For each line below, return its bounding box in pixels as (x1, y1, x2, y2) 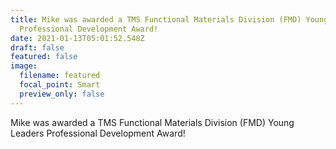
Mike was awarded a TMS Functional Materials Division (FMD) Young (10, 116, 295, 128)
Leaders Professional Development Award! (10, 127, 186, 139)
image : (10, 61, 38, 71)
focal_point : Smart (19, 80, 101, 90)
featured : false (10, 52, 78, 62)
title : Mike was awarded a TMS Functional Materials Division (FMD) (10, 14, 302, 25)
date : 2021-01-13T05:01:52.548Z (10, 33, 145, 43)
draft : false (10, 42, 65, 53)
